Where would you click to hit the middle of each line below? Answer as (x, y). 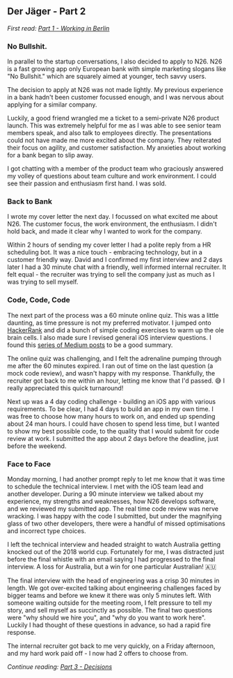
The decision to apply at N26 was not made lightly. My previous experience (115, 90)
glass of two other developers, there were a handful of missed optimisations (116, 523)
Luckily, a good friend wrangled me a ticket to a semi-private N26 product (113, 118)
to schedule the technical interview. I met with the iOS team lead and (105, 486)
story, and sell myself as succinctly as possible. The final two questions (110, 610)
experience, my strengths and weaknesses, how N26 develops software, (112, 501)
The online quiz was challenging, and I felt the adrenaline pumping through (114, 358)
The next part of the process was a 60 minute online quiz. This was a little (113, 315)
